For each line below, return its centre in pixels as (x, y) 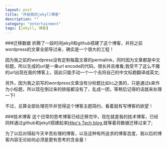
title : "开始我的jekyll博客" (33, 14)
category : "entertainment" (33, 24)
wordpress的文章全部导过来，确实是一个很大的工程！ (60, 49)
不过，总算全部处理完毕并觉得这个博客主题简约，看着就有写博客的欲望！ (79, 106)
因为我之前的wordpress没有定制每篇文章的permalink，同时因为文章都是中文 (83, 60)
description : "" (22, 19)
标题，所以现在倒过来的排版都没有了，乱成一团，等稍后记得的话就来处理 (88, 89)
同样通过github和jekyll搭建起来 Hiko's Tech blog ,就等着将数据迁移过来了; (79, 123)
